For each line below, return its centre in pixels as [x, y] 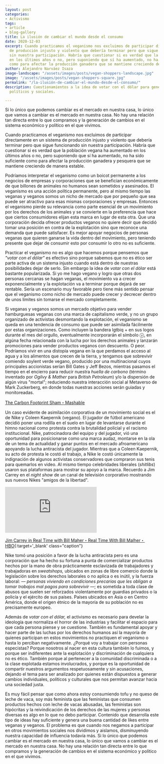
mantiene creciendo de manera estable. [45, 166]
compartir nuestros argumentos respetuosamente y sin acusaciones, [74, 669]
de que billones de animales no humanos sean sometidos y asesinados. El [80, 186]
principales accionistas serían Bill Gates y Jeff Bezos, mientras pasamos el [80, 367]
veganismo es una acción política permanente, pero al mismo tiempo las [78, 191]
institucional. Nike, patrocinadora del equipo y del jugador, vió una [72, 433]
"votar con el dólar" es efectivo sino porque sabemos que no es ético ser [79, 258]
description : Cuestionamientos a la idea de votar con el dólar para [77, 87]
